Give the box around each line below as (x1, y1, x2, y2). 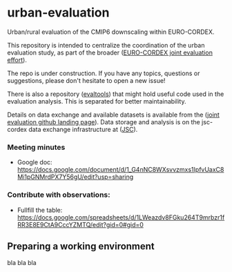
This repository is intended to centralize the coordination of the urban (7, 41, 205, 49)
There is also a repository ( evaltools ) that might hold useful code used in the (7, 90, 224, 98)
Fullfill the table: (17, 206, 63, 214)
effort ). (7, 55, 28, 64)
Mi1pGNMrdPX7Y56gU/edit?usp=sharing (17, 173, 134, 181)
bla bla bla (7, 259, 37, 267)
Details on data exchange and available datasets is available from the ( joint (7, 110, 220, 119)
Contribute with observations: (7, 190, 110, 200)
